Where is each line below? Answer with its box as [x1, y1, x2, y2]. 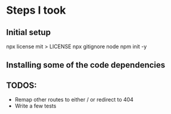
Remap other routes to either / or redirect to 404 [14, 96, 134, 103]
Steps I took [6, 4, 67, 17]
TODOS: [6, 80, 37, 90]
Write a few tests [14, 102, 57, 110]
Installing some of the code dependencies [6, 60, 166, 70]
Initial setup [6, 27, 51, 37]
